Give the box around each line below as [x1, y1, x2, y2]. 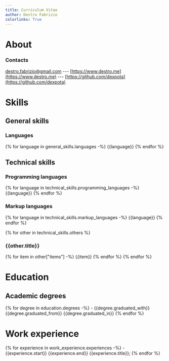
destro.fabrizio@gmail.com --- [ [5, 68, 72, 74]
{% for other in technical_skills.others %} [5, 229, 91, 235]
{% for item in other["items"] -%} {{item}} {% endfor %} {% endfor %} [5, 254, 152, 260]
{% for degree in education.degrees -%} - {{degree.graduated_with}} [5, 305, 150, 311]
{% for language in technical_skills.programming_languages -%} [5, 185, 140, 191]
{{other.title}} [5, 242, 40, 249]
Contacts [5, 57, 29, 64]
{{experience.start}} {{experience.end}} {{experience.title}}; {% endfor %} [5, 350, 160, 356]
